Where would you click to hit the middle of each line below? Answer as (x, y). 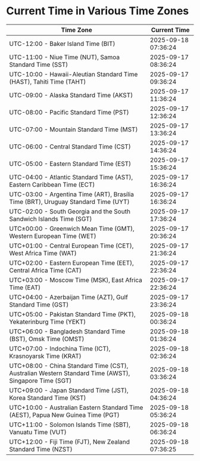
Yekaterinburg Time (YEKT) (48, 321)
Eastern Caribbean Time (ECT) (52, 184)
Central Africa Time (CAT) (46, 270)
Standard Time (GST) (39, 304)
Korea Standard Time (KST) (48, 398)
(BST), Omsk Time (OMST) (47, 339)
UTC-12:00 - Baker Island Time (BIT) (62, 44)
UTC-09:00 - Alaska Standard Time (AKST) (71, 95)
